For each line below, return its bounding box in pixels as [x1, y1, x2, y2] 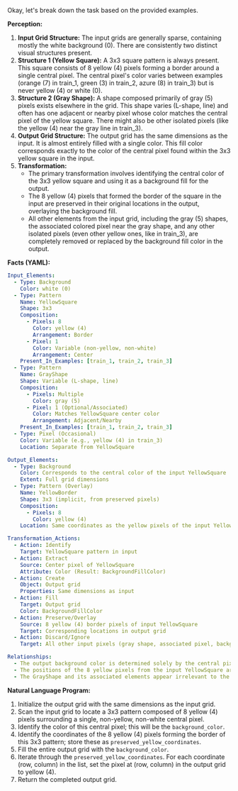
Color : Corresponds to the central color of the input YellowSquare [20, 470, 227, 477]
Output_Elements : [7, 456, 59, 463]
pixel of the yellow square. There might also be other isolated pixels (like [17, 116, 229, 125]
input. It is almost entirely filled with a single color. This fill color [17, 139, 203, 148]
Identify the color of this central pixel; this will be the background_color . [17, 722, 225, 731]
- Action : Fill [13, 594, 59, 602]
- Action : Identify [13, 542, 72, 549]
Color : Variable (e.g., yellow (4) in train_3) [20, 436, 163, 444]
